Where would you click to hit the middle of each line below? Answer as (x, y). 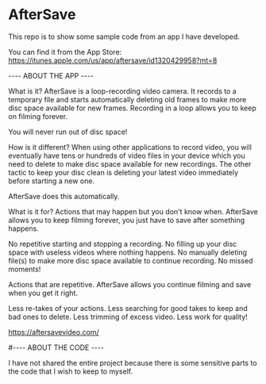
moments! (25, 269)
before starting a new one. (52, 181)
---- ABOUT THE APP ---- (51, 75)
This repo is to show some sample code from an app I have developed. (124, 36)
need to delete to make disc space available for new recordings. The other (130, 163)
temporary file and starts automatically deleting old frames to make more (127, 99)
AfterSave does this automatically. (64, 196)
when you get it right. (43, 293)
